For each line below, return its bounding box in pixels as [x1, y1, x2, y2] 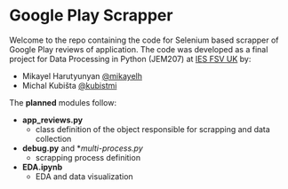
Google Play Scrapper [9, 5, 173, 26]
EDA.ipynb [21, 161, 63, 172]
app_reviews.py [21, 114, 83, 125]
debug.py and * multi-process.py [21, 143, 144, 154]
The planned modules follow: [9, 97, 117, 107]
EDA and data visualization [35, 170, 133, 182]
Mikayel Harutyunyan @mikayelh [21, 70, 142, 81]
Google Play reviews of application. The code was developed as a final [9, 43, 268, 54]
